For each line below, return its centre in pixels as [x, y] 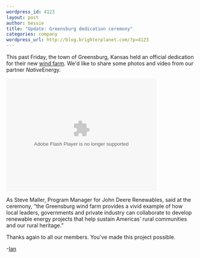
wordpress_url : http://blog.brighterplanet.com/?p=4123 [77, 40]
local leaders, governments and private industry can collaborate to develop [99, 212]
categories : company [32, 34]
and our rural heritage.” [35, 225]
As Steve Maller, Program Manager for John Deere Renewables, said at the [99, 200]
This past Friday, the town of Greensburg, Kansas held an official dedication [100, 57]
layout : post [23, 17]
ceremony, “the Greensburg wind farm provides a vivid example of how [95, 206]
